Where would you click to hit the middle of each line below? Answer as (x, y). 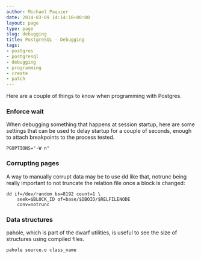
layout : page (23, 23)
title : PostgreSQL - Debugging (45, 40)
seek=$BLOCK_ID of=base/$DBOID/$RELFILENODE (74, 199)
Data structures (29, 219)
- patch (16, 79)
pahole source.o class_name (42, 250)
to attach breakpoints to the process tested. (60, 137)
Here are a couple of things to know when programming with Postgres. (94, 96)
